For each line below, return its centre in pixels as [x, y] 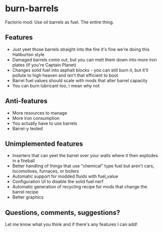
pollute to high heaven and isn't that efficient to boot [65, 75]
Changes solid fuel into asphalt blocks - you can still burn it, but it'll [80, 70]
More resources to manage [40, 113]
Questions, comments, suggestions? [63, 213]
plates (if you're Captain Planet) [44, 65]
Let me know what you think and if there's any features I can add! [71, 224]
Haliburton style [28, 54]
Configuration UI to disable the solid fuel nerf [58, 182]
